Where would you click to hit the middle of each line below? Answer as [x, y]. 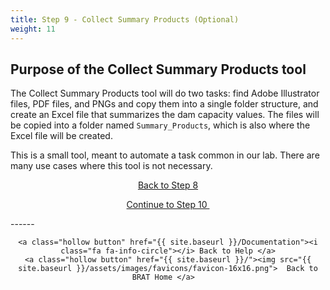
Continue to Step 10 [167, 205]
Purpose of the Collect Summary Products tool [158, 69]
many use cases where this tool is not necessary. [111, 166]
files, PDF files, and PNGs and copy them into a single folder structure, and [164, 104]
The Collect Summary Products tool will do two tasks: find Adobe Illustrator [165, 93]
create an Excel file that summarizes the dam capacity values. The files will [165, 115]
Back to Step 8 [168, 185]
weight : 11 [33, 29]
